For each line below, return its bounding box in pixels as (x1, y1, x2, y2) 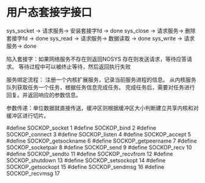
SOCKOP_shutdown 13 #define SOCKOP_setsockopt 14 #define (6, 157, 166, 164)
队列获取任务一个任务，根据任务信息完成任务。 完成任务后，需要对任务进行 (6, 83, 195, 91)
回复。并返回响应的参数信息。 (6, 91, 81, 99)
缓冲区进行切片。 (6, 111, 49, 119)
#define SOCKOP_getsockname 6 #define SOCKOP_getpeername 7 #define (6, 137, 197, 144)
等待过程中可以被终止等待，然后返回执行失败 (18, 62, 131, 70)
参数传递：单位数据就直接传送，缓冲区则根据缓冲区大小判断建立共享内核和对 (6, 104, 199, 111)
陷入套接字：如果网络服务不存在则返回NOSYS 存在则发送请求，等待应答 (6, 55, 187, 62)
